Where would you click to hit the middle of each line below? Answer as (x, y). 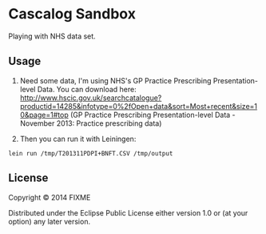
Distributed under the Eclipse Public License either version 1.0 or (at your (128, 212)
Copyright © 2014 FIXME (50, 197)
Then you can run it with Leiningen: (78, 139)
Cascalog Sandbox (72, 14)
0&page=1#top (44, 115)
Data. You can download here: (87, 89)
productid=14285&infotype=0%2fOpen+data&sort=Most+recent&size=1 (139, 106)
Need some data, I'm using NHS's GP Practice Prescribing (115, 80)
